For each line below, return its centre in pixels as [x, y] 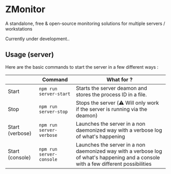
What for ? [120, 79]
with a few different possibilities [114, 164]
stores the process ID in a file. [111, 94]
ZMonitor [25, 9]
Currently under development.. [37, 39]
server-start [55, 94]
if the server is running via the [112, 109]
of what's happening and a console [118, 157]
